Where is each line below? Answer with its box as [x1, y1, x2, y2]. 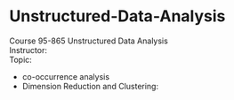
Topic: [9, 54, 33, 65]
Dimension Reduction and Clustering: [21, 81, 158, 91]
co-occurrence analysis [21, 71, 109, 81]
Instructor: [9, 44, 47, 55]
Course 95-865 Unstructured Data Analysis [9, 35, 169, 46]
